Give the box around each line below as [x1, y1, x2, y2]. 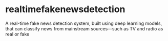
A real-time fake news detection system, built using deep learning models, [5, 20, 162, 26]
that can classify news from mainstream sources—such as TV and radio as [5, 25, 163, 31]
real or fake [5, 31, 30, 37]
